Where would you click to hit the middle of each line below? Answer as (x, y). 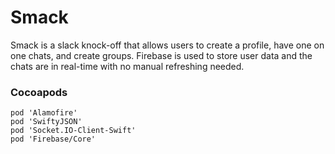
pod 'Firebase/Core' (53, 139)
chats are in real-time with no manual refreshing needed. (127, 66)
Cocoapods (39, 92)
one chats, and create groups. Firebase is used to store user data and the (161, 55)
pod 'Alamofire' (44, 113)
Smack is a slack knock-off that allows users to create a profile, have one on (167, 45)
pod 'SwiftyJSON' (46, 122)
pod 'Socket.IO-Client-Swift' (73, 131)
